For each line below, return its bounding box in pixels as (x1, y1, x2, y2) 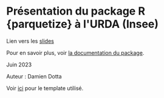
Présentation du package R (6, 4, 146, 18)
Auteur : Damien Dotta (6, 72, 62, 80)
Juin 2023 (6, 61, 32, 68)
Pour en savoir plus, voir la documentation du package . (6, 49, 145, 56)
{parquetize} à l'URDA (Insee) (6, 17, 159, 31)
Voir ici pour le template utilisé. (6, 84, 84, 92)
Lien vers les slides (6, 37, 55, 44)
